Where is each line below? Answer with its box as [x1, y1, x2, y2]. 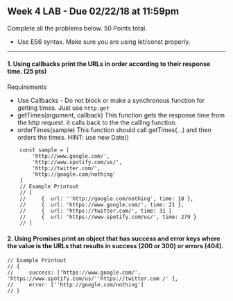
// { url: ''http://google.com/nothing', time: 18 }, [19, 195, 194, 202]
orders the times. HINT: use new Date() [17, 133, 130, 142]
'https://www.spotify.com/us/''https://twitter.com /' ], [7, 275, 178, 282]
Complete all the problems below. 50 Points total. [7, 24, 148, 32]
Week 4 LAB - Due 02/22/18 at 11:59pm [7, 6, 179, 17]
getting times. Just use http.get [17, 104, 110, 112]
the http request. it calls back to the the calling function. [17, 118, 178, 127]
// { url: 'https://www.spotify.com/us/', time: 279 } [19, 213, 197, 221]
